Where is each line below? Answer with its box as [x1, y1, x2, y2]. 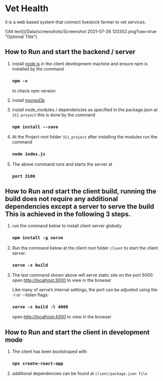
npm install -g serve [12, 235, 64, 241]
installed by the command [12, 66, 64, 72]
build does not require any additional [5, 194, 118, 203]
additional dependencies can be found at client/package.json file [12, 371, 147, 377]
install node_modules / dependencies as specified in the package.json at [12, 107, 158, 113]
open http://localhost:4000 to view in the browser [12, 314, 112, 320]
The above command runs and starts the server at [12, 161, 113, 167]
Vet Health [5, 3, 49, 14]
